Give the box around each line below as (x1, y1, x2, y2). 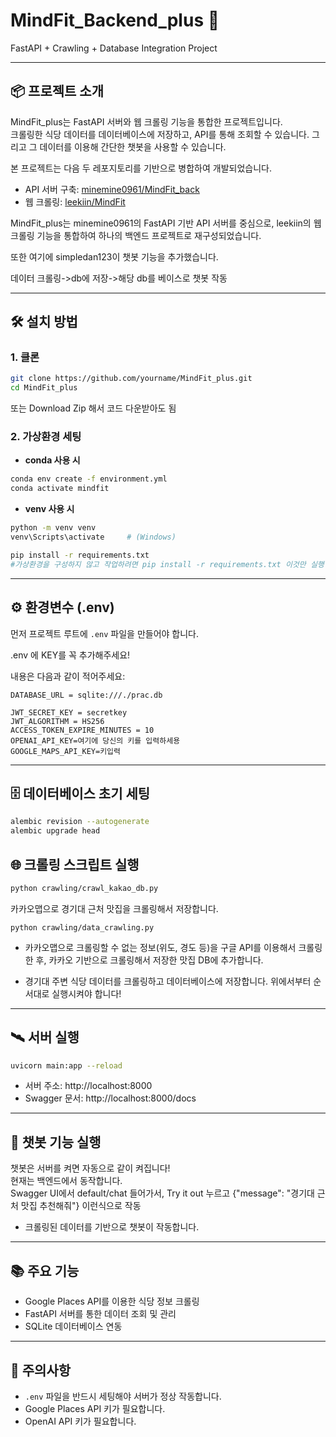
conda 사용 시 (24, 454, 81, 466)
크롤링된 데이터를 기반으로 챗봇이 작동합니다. (24, 1221, 200, 1233)
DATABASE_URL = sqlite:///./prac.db (10, 690, 163, 700)
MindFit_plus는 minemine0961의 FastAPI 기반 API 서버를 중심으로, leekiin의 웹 (10, 217, 322, 229)
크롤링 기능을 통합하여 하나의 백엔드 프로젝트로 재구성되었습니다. (10, 229, 262, 241)
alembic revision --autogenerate (10, 817, 150, 827)
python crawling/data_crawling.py (10, 922, 155, 933)
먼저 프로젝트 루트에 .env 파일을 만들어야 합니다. (10, 627, 200, 639)
